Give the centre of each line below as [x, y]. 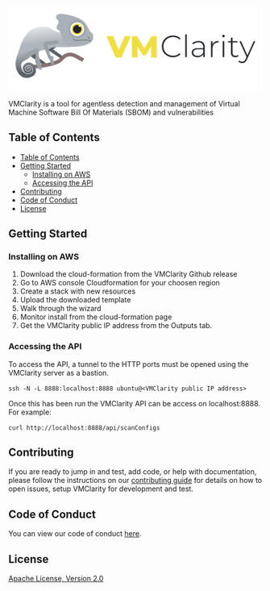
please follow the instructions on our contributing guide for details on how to [135, 481]
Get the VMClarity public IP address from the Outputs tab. [116, 326]
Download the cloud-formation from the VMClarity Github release [129, 274]
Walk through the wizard [61, 309]
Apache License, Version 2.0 [56, 579]
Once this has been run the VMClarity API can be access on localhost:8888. [134, 403]
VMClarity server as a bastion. [58, 372]
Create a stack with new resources [78, 291]
